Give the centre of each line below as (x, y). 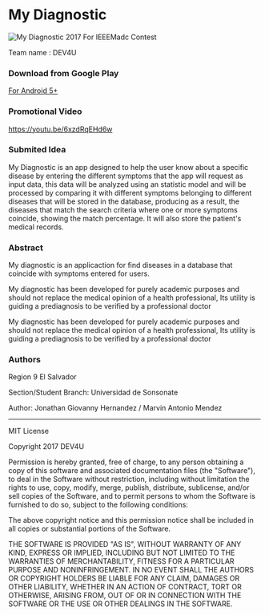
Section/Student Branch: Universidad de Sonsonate (93, 392)
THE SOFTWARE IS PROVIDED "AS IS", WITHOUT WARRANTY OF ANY (125, 544)
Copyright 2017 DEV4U (46, 447)
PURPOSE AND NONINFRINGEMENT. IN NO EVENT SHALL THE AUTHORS (131, 570)
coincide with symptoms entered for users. (79, 273)
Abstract (26, 248)
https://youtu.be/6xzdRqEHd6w (60, 129)
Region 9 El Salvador (43, 377)
